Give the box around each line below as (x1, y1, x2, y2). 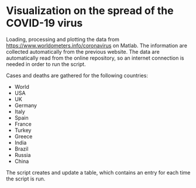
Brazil (14, 145, 29, 152)
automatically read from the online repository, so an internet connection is (6, 54, 184, 61)
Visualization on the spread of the (6, 4, 174, 18)
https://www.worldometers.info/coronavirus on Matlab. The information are (6, 42, 187, 49)
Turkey (14, 127, 32, 134)
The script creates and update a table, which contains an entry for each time (6, 169, 191, 176)
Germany (14, 102, 37, 109)
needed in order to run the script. (6, 60, 86, 68)
